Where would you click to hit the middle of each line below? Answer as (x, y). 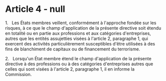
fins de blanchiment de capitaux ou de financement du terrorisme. (73, 49)
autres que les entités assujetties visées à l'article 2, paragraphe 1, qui (77, 39)
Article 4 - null (35, 9)
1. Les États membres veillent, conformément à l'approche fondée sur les (81, 23)
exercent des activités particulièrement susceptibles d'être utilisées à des (80, 43)
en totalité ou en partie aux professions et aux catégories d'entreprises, (78, 33)
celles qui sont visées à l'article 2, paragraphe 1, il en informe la (70, 69)
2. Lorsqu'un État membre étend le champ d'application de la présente (78, 58)
